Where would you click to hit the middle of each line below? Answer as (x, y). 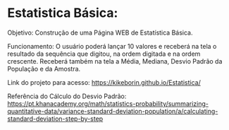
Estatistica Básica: (63, 13)
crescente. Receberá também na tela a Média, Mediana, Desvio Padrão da (115, 61)
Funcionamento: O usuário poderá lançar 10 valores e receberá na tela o (112, 46)
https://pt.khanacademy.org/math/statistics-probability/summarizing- (108, 103)
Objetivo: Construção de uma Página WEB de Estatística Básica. (100, 32)
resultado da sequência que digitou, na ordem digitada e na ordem (104, 54)
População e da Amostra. (44, 69)
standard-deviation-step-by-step (55, 119)
